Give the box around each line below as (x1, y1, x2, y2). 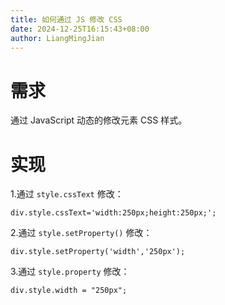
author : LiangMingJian (10, 33, 105, 43)
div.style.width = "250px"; (10, 286, 128, 296)
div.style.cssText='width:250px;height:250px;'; (10, 208, 217, 218)
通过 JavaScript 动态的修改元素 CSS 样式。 (10, 114, 188, 126)
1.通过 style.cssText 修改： (10, 188, 124, 200)
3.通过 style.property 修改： (10, 266, 130, 278)
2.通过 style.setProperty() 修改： (10, 227, 153, 239)
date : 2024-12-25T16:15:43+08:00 (10, 24, 150, 34)
